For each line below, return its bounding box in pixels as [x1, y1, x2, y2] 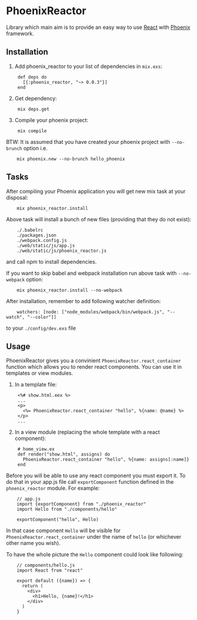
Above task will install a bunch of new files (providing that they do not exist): [6, 215, 192, 222]
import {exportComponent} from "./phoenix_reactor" [17, 501, 146, 507]
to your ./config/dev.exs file [6, 324, 76, 332]
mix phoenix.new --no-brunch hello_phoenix [17, 156, 126, 162]
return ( [21, 583, 44, 589]
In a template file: [14, 381, 57, 388]
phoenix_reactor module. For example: [6, 485, 100, 492]
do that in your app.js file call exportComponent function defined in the [6, 478, 174, 485]
